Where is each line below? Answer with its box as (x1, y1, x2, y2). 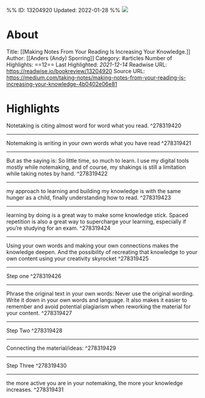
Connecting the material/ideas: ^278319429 (6, 344, 117, 352)
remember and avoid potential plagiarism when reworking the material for (6, 302, 191, 310)
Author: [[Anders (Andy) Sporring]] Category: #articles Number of (6, 54, 173, 62)
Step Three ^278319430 (6, 361, 67, 369)
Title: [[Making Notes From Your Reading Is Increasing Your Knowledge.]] (6, 48, 191, 55)
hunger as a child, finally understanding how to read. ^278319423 (6, 194, 171, 201)
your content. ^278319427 (6, 309, 72, 316)
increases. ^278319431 (6, 386, 64, 393)
